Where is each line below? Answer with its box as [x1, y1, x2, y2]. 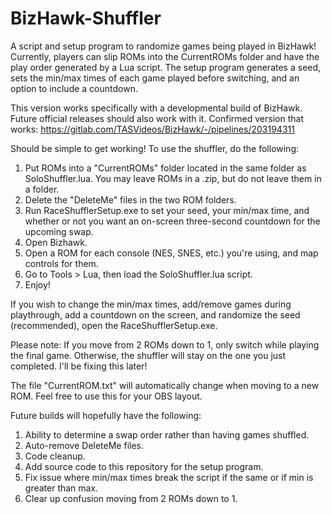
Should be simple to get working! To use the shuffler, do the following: [10, 142, 300, 154]
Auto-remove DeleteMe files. [24, 439, 145, 451]
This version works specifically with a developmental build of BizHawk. [10, 102, 303, 114]
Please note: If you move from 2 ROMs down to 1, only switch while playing [10, 338, 320, 351]
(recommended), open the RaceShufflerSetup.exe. [10, 319, 218, 331]
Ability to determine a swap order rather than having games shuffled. [24, 428, 310, 441]
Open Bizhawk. [24, 236, 88, 248]
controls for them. [24, 257, 99, 269]
